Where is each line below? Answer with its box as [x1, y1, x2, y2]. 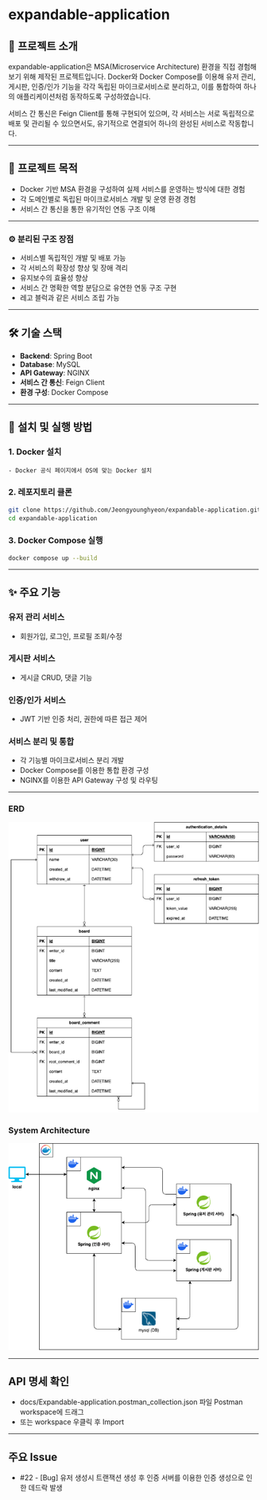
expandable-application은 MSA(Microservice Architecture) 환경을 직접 [8, 62, 236, 71]
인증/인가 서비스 [8, 695, 66, 706]
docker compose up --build [8, 554, 98, 562]
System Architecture [8, 1125, 91, 1136]
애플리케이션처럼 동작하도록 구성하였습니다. [16, 92, 151, 101]
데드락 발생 [28, 1483, 63, 1493]
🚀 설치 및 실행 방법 [8, 421, 93, 434]
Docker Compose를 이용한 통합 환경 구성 [19, 766, 149, 775]
